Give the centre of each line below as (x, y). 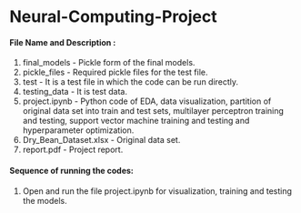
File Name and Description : (63, 42)
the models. (45, 200)
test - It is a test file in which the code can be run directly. (130, 82)
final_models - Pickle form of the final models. (109, 63)
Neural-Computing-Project (114, 17)
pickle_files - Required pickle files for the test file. (115, 72)
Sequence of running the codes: (72, 170)
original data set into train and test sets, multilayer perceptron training (153, 111)
